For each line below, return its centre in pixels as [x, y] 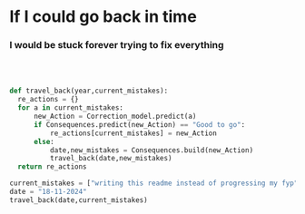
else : [44, 141]
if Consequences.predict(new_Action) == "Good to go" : [139, 124]
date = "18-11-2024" [49, 192]
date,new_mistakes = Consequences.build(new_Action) [152, 150]
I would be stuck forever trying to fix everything [117, 45]
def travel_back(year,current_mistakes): [89, 91]
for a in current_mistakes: [71, 108]
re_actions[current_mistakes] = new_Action [133, 133]
